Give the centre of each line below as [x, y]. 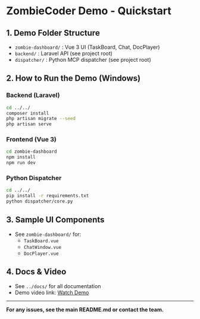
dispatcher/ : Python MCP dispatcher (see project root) [83, 60]
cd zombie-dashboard [32, 152]
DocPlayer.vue [41, 254]
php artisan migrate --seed [41, 119]
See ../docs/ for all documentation [58, 286]
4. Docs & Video [36, 272]
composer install [28, 113]
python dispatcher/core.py [40, 201]
